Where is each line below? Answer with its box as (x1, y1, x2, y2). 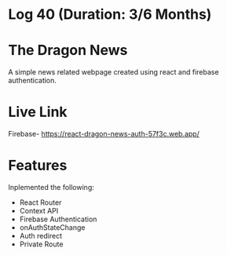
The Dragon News (8, 42, 128, 60)
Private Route (19, 239, 64, 249)
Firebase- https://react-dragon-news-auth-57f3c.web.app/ (8, 129, 200, 139)
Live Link (8, 104, 68, 121)
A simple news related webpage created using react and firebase (8, 67, 219, 77)
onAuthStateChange (19, 223, 86, 232)
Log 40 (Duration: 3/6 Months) (8, 5, 212, 24)
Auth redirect (19, 231, 63, 240)
